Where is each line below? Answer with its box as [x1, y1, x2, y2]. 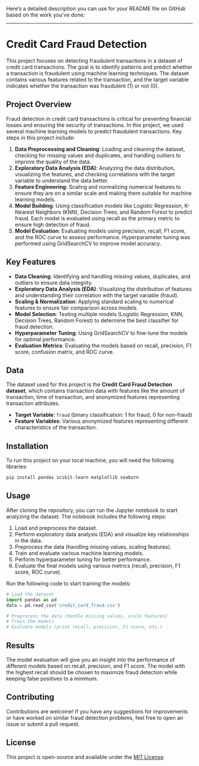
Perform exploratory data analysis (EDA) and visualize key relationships [14, 530, 190, 538]
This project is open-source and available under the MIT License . [6, 753, 165, 760]
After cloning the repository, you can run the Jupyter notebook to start [6, 506, 178, 514]
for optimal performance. [14, 336, 76, 343]
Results [6, 641, 35, 651]
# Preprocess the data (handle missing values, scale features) [6, 613, 168, 619]
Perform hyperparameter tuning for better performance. [14, 556, 152, 563]
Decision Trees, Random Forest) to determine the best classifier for [14, 317, 179, 324]
